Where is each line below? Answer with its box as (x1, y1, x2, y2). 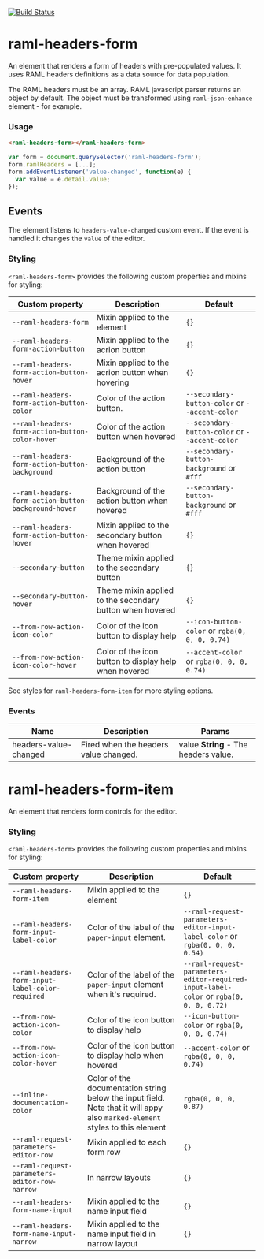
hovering (97, 377, 130, 388)
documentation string (87, 1082, 167, 1093)
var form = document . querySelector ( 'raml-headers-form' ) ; (8, 154, 202, 162)
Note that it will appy (87, 1102, 163, 1113)
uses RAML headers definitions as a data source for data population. (8, 69, 230, 79)
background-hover (12, 504, 77, 512)
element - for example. (8, 101, 82, 110)
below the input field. (87, 1093, 165, 1104)
